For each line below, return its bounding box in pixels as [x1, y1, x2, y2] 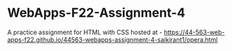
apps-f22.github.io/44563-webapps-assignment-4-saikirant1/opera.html [7, 35, 218, 43]
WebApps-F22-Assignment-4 [7, 5, 186, 21]
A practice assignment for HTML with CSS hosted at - [7, 28, 163, 36]
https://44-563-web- [163, 28, 226, 36]
